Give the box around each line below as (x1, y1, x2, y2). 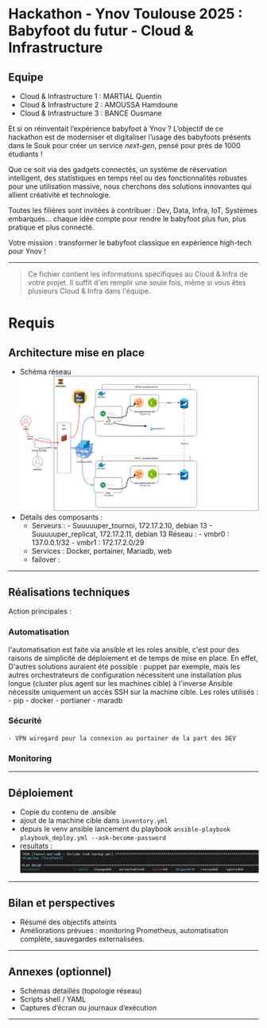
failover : (31, 555, 61, 564)
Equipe (8, 70, 44, 84)
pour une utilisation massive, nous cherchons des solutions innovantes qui (8, 182, 252, 191)
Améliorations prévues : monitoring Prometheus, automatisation (19, 926, 229, 936)
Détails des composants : (19, 512, 103, 522)
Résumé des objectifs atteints (19, 917, 118, 927)
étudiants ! (8, 149, 43, 159)
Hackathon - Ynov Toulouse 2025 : (8, 5, 243, 23)
